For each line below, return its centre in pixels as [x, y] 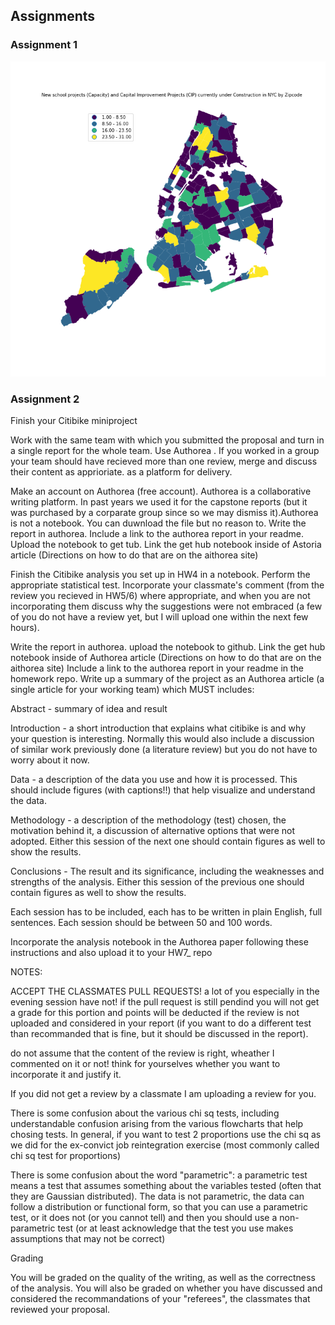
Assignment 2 [45, 399]
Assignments [53, 16]
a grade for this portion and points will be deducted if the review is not [155, 1012]
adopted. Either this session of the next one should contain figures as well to [168, 841]
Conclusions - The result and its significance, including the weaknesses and [167, 871]
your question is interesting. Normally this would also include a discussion [162, 738]
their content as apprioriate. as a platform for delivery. [121, 471]
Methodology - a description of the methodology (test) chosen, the [148, 820]
